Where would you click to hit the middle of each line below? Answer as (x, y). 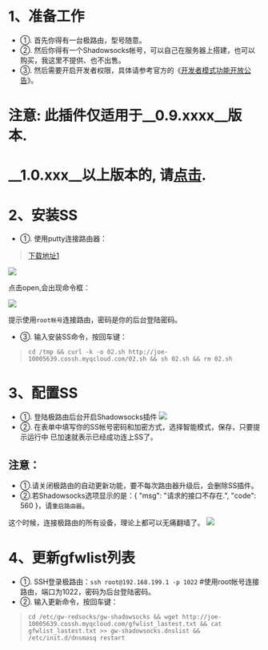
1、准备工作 (47, 16)
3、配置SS (43, 393)
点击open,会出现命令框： (49, 288)
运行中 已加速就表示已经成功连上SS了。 (92, 437)
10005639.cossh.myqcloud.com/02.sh (87, 359)
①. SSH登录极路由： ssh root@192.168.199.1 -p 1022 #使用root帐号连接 (140, 581)
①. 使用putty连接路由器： (64, 239)
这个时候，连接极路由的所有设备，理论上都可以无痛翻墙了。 (106, 523)
